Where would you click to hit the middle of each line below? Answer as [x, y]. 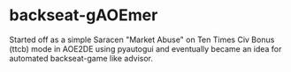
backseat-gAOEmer [84, 15]
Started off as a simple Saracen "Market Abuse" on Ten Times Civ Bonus [142, 40]
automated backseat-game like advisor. [81, 58]
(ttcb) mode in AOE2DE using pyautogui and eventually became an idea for [145, 48]
